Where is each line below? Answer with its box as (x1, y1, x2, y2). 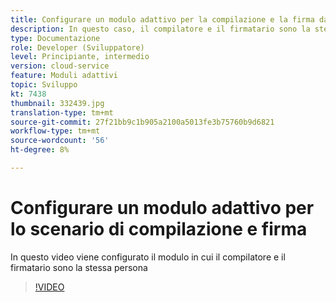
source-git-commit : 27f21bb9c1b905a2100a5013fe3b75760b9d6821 (10, 117, 275, 127)
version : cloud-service (10, 61, 110, 71)
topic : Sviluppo (10, 80, 78, 90)
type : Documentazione (10, 33, 101, 43)
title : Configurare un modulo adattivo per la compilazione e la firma (10, 14, 315, 25)
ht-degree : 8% (10, 145, 70, 155)
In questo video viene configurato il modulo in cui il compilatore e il (10, 251, 286, 263)
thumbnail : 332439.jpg (10, 98, 105, 108)
